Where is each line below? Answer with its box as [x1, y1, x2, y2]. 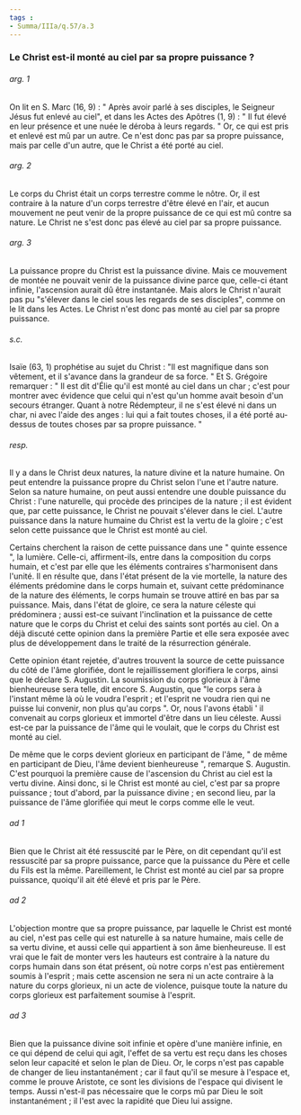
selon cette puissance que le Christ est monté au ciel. [9, 525, 208, 535]
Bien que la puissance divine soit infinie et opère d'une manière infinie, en [9, 1039, 283, 1049]
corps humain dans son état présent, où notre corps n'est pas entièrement [9, 960, 285, 972]
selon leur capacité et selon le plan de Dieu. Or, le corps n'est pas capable [9, 1057, 285, 1068]
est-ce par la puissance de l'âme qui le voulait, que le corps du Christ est [9, 722, 280, 733]
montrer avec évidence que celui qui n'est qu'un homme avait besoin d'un [9, 391, 284, 401]
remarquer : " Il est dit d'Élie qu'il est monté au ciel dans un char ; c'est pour [9, 381, 290, 391]
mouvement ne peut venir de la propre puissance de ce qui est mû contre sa [9, 207, 292, 218]
